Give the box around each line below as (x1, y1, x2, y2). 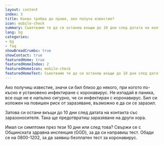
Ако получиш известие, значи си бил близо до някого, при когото (5, 84, 143, 90)
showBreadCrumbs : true (5, 48, 51, 53)
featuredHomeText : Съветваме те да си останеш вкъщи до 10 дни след (5, 71, 147, 76)
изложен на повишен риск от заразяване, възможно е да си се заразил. (5, 100, 156, 106)
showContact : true (5, 52, 42, 58)
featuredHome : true (5, 57, 45, 62)
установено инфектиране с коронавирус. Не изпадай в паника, (22, 89, 155, 96)
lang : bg (5, 30, 23, 35)
